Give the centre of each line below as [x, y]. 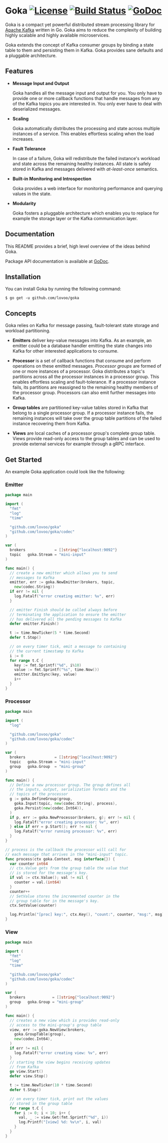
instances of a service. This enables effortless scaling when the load [83, 134]
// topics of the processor [39, 794]
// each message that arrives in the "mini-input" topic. [67, 854]
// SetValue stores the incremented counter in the [65, 896]
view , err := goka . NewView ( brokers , [48, 1030]
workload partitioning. [28, 331]
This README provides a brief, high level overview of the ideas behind [77, 246]
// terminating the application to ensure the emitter [68, 615]
